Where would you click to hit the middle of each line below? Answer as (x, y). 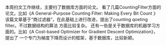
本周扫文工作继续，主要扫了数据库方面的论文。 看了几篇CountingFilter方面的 (83, 7)
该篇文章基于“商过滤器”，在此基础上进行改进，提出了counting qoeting (76, 19)
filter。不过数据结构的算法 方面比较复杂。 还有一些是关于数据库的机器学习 (81, 25)
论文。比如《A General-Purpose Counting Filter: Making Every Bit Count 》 (82, 13)
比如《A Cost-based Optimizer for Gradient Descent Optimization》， (88, 32)
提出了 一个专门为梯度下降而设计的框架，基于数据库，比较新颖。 (71, 38)
